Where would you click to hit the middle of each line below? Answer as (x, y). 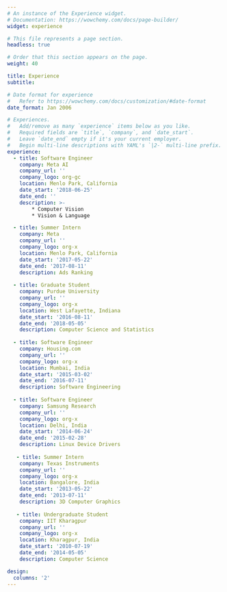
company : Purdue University (59, 292)
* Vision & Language (61, 215)
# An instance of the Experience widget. (67, 13)
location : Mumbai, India (55, 368)
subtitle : (21, 82)
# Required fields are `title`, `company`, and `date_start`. (101, 133)
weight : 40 (23, 64)
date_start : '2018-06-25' (56, 190)
